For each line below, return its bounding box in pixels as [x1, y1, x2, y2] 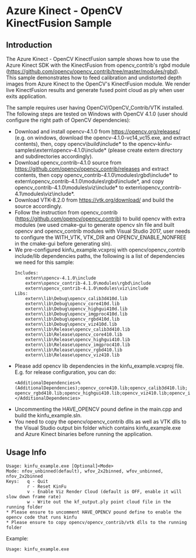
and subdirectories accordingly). [14, 153, 94, 159]
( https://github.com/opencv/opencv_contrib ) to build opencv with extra [14, 215, 185, 222]
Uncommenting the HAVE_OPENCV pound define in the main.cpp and [14, 406, 183, 413]
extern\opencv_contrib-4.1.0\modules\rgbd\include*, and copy [14, 178, 164, 185]
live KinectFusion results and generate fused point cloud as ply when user [6, 87, 185, 93]
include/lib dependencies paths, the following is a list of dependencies [14, 253, 185, 259]
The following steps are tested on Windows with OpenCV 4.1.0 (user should [6, 110, 188, 117]
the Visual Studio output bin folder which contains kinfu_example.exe [14, 424, 181, 431]
